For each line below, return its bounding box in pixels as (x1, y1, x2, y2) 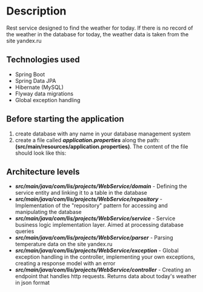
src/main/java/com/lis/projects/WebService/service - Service (15, 215, 176, 222)
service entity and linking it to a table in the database (15, 189, 147, 196)
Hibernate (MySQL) (15, 83, 64, 91)
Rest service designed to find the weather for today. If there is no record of (6, 24, 193, 31)
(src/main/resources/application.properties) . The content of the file (15, 143, 188, 150)
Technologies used (6, 54, 80, 65)
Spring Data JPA (15, 77, 56, 84)
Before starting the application (6, 114, 124, 125)
